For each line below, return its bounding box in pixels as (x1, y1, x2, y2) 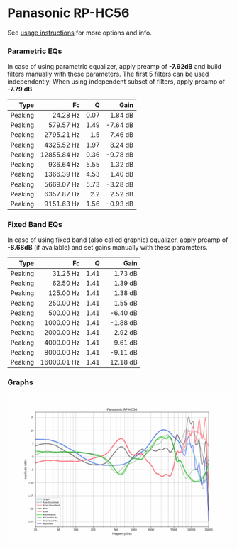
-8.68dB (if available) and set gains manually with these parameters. (7, 243, 208, 252)
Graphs (7, 377, 33, 387)
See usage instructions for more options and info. (7, 28, 153, 37)
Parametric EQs (7, 46, 62, 56)
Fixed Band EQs (7, 219, 62, 229)
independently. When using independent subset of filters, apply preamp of (7, 77, 226, 86)
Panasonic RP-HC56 (7, 5, 130, 21)
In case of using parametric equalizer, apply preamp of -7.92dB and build (7, 62, 222, 71)
